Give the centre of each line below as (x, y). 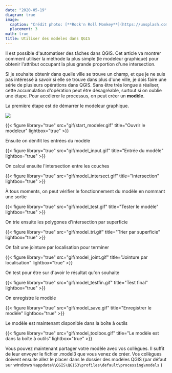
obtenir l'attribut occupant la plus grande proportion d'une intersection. (80, 64)
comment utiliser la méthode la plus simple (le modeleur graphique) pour (82, 58)
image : (12, 19)
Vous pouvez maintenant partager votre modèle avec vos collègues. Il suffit (85, 348)
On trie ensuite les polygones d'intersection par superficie (67, 222)
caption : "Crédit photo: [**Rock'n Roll (53, 24)
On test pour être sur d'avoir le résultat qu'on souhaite (62, 273)
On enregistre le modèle (31, 298)
